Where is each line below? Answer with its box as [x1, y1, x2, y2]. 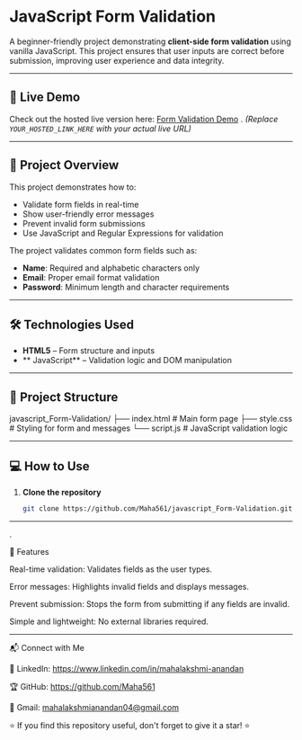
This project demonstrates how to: [9, 182, 137, 192]
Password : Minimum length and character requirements [22, 281, 230, 292]
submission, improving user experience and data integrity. [9, 55, 225, 66]
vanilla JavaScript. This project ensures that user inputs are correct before [9, 45, 285, 56]
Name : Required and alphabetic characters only [22, 263, 200, 273]
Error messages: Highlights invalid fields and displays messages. [9, 581, 250, 592]
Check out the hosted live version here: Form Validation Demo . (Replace [9, 113, 279, 124]
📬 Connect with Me [9, 642, 85, 653]
